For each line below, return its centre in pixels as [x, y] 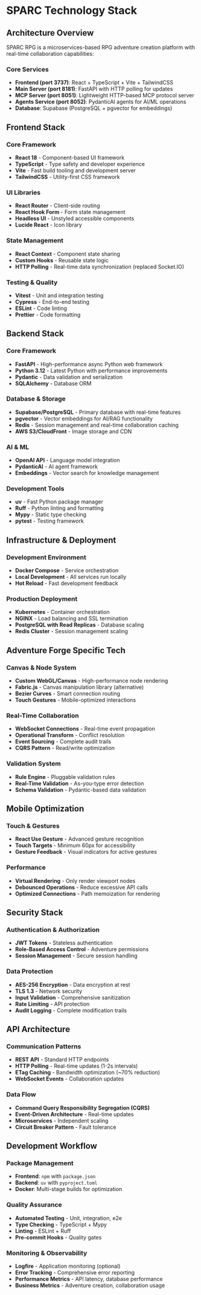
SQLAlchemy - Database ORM [53, 383]
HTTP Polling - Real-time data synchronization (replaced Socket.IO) [100, 266]
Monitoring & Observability [47, 1253]
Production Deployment [42, 599]
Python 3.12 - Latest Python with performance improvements [91, 370]
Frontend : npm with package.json [55, 1177]
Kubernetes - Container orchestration [62, 612]
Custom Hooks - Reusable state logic [62, 260]
